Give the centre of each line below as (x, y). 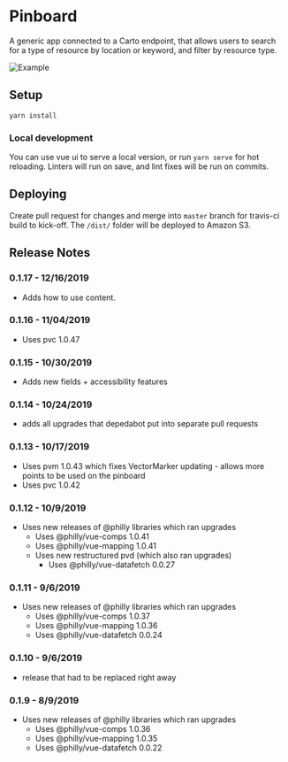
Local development (51, 137)
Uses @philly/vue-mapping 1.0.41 (96, 546)
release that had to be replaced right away (99, 677)
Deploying (38, 194)
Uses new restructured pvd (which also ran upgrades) (133, 556)
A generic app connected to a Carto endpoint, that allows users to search (143, 41)
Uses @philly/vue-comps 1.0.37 (93, 616)
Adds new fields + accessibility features (95, 381)
